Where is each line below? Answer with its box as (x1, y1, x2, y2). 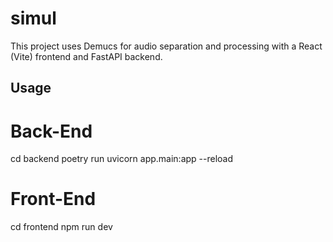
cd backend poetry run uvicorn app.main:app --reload (10, 153, 234, 165)
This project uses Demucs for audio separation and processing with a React (10, 40, 323, 52)
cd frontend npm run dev (10, 221, 113, 233)
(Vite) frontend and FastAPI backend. (10, 50, 163, 62)
